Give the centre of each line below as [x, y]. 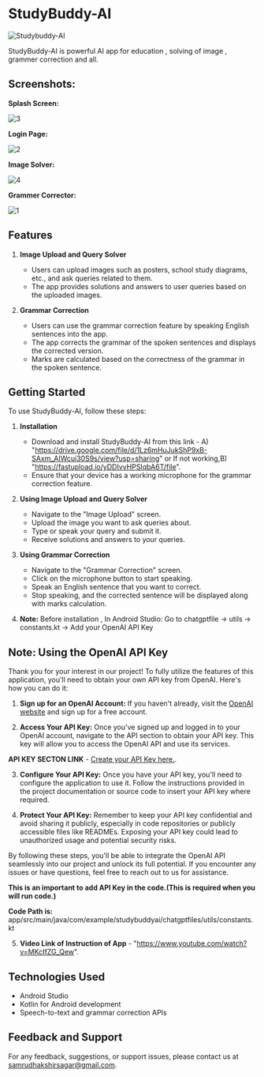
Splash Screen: [33, 103]
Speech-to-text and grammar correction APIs [93, 1013]
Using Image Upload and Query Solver [84, 499]
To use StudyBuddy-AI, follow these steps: [77, 411]
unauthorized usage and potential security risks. [98, 840]
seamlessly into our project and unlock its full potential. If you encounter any [132, 864]
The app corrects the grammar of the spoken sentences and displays [143, 342]
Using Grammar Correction [65, 555]
